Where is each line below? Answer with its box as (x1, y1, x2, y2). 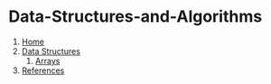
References (21, 65, 65, 76)
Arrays (34, 55, 61, 66)
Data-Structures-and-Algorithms (8, 6, 263, 27)
